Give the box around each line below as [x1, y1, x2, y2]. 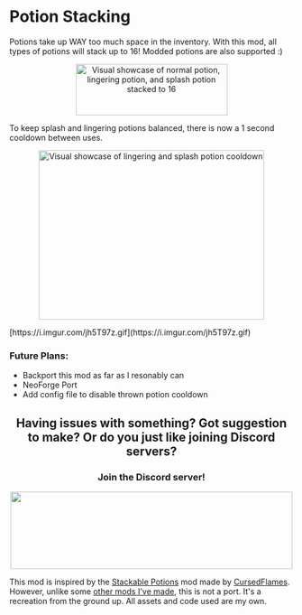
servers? [125, 443, 178, 459]
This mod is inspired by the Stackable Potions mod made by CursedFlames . [9, 576, 290, 587]
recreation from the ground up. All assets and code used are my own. [9, 595, 268, 606]
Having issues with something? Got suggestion [15, 415, 288, 431]
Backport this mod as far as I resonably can [22, 370, 185, 381]
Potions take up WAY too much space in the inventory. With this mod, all [9, 36, 278, 47]
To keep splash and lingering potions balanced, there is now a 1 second [9, 122, 275, 133]
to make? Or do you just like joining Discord [27, 429, 276, 444]
